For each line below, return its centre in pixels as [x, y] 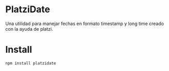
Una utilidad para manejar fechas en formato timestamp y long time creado [85, 23]
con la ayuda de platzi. [29, 29]
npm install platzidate [31, 63]
